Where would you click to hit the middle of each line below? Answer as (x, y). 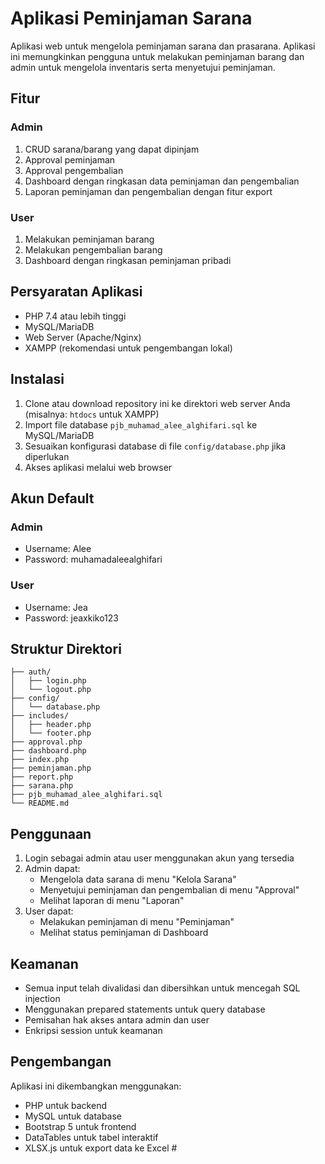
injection (42, 998)
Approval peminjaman (70, 159)
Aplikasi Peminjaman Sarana (131, 18)
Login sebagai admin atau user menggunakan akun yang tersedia (159, 858)
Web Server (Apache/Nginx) (83, 337)
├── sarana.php (42, 786)
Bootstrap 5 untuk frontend (80, 1126)
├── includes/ (40, 716)
